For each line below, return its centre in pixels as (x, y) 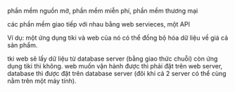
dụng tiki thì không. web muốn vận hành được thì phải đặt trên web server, (115, 66)
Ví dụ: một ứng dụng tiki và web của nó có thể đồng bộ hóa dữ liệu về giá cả (118, 38)
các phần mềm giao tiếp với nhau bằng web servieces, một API (99, 24)
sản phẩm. (23, 45)
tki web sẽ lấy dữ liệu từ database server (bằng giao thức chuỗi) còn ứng (113, 59)
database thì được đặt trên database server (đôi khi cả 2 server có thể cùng (117, 74)
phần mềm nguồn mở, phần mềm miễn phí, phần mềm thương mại (103, 11)
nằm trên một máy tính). (42, 81)
